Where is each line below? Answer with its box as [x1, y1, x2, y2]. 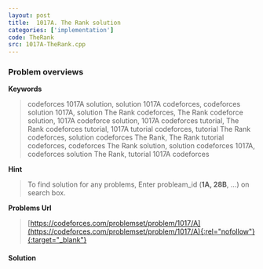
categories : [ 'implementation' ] [8, 26, 114, 34]
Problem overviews [8, 67, 84, 78]
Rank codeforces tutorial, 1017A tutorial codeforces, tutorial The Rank [27, 125, 251, 134]
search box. [27, 188, 66, 198]
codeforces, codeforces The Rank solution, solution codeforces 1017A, [27, 141, 255, 151]
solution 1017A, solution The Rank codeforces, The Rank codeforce [27, 107, 243, 118]
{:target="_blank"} [27, 235, 87, 245]
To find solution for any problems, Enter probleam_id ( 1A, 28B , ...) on [27, 180, 250, 189]
